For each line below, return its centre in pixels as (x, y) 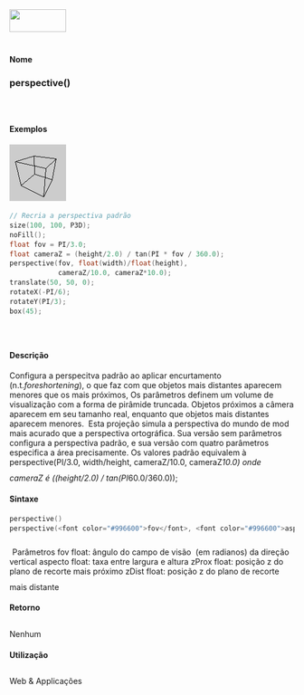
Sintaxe (24, 499)
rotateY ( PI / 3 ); (38, 301)
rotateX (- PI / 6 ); (40, 292)
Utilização (28, 654)
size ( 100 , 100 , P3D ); (50, 225)
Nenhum (25, 634)
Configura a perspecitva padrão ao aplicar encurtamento (115, 376)
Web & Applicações (46, 681)
